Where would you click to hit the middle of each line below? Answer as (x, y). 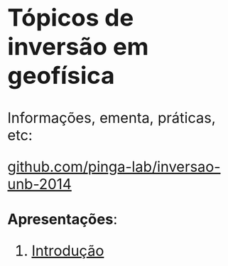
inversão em (78, 46)
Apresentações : (63, 219)
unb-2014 (40, 184)
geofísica (61, 75)
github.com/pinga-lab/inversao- (114, 166)
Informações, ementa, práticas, (112, 117)
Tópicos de (71, 17)
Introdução (68, 250)
